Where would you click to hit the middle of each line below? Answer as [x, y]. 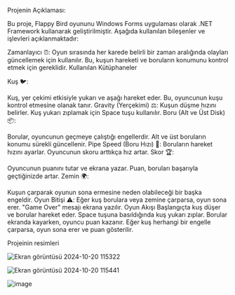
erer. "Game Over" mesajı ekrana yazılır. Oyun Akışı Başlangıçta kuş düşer [114, 207]
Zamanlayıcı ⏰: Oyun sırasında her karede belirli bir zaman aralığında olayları [118, 52]
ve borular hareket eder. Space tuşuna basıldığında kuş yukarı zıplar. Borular [117, 214]
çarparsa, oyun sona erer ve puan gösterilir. [70, 229]
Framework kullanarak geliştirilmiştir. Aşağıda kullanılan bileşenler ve [106, 31]
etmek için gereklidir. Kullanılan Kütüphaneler [72, 67]
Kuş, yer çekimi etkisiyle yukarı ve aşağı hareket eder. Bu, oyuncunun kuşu [115, 98]
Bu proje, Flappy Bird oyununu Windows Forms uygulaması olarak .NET [110, 23]
